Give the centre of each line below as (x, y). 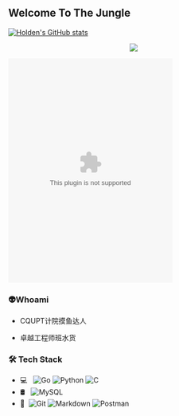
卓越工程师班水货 (48, 338)
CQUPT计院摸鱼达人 (53, 321)
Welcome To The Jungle (70, 13)
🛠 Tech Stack (35, 359)
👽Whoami (29, 300)
